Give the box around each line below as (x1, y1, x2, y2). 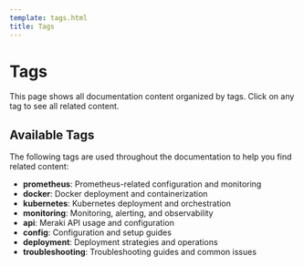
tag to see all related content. (9, 101, 120, 112)
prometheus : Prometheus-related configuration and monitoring (22, 179, 262, 189)
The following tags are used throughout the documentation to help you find (9, 151, 292, 162)
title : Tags (9, 22, 55, 31)
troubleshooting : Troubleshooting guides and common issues (22, 247, 257, 258)
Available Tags (9, 127, 95, 142)
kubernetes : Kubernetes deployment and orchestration (22, 198, 231, 210)
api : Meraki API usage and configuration (22, 218, 175, 229)
